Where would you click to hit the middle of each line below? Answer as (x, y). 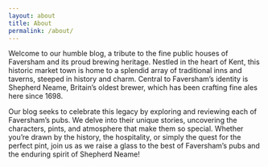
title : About (30, 23)
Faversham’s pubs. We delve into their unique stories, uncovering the (123, 120)
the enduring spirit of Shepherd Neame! (74, 154)
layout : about (32, 16)
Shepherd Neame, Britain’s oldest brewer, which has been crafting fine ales (133, 88)
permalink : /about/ (41, 31)
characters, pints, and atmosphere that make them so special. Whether (126, 128)
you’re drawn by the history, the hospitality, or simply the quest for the (125, 137)
